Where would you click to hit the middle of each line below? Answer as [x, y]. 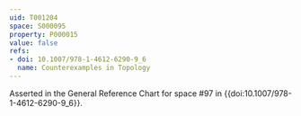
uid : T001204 [34, 18]
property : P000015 [44, 34]
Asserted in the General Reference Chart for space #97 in [116, 93]
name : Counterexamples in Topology [84, 68]
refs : [19, 51]
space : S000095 [38, 26]
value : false [34, 43]
